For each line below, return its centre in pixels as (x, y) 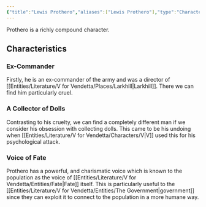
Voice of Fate (26, 157)
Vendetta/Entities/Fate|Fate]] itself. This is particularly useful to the (91, 184)
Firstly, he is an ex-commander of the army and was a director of (88, 80)
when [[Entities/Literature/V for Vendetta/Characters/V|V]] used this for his (101, 135)
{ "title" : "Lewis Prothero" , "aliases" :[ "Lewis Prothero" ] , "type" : (91, 12)
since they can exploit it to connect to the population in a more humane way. (103, 197)
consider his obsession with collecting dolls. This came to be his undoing (99, 128)
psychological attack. (33, 141)
